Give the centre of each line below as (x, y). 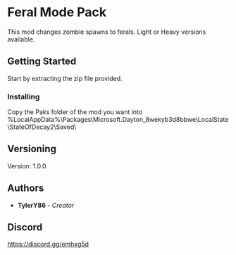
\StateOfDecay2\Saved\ (42, 127)
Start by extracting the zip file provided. (65, 78)
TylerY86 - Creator (46, 205)
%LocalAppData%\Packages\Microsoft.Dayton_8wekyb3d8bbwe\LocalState (118, 120)
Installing (24, 97)
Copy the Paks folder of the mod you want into (75, 112)
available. (21, 39)
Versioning (32, 149)
